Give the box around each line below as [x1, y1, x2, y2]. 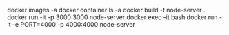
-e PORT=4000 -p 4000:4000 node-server [12, 21, 136, 28]
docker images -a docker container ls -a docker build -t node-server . [7, 6, 206, 14]
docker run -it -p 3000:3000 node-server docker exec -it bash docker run [7, 13, 218, 21]
